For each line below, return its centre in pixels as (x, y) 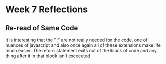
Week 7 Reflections (47, 9)
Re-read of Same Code (42, 28)
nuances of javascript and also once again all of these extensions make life (83, 45)
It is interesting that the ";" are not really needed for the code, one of (76, 40)
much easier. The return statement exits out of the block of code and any (81, 51)
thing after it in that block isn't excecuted (48, 56)
